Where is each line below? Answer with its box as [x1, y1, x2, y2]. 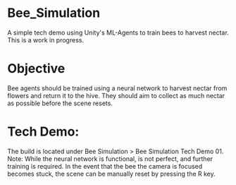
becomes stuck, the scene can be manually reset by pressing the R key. [7, 169, 216, 178]
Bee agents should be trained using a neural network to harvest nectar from [7, 83, 228, 92]
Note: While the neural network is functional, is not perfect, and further [7, 154, 213, 163]
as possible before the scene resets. [7, 99, 113, 107]
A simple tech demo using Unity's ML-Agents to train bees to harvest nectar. [7, 28, 229, 37]
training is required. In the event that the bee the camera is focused [7, 162, 203, 170]
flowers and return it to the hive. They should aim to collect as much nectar [7, 91, 225, 100]
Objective [7, 61, 66, 77]
